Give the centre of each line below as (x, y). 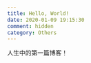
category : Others (32, 33)
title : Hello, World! (38, 13)
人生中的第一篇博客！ (37, 53)
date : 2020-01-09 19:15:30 (46, 20)
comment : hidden (30, 26)
